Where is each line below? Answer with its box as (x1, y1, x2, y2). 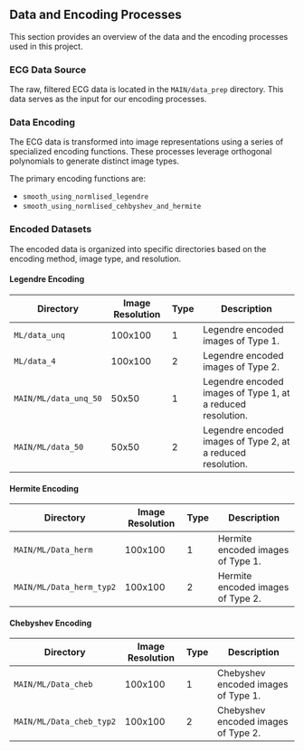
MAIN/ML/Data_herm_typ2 (14, 582, 117, 593)
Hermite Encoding (9, 483, 80, 493)
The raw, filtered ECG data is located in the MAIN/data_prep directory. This (9, 84, 284, 95)
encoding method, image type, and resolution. (9, 253, 182, 264)
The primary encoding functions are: (9, 174, 147, 184)
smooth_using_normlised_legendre (22, 192, 149, 202)
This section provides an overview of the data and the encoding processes (9, 31, 289, 42)
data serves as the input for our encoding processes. (9, 94, 207, 105)
